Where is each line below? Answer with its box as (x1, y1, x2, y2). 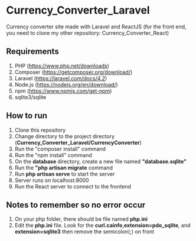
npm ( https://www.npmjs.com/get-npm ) (14, 87, 112, 95)
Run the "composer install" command (14, 145, 106, 152)
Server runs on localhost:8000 (14, 177, 90, 184)
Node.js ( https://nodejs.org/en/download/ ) (14, 81, 118, 88)
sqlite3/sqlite (14, 93, 47, 100)
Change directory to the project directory (14, 132, 115, 139)
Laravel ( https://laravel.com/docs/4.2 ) (14, 74, 107, 82)
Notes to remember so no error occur (6, 200, 146, 210)
